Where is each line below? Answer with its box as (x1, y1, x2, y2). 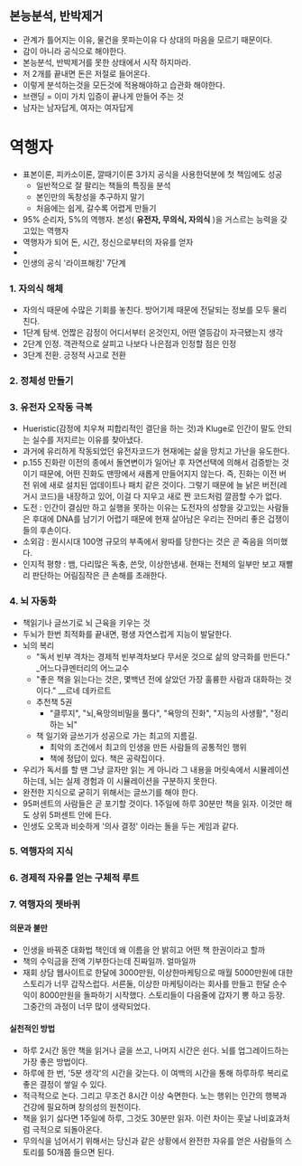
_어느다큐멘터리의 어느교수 (35, 663, 130, 673)
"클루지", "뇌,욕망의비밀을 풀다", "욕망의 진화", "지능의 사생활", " (49, 708, 275, 719)
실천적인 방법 (9, 1023, 56, 1034)
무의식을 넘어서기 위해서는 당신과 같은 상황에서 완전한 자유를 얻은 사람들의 (22, 1135, 283, 1146)
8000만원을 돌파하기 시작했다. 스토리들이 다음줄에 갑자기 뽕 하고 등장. (39, 989, 286, 1001)
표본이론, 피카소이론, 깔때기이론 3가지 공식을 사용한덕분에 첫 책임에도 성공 (22, 168, 283, 179)
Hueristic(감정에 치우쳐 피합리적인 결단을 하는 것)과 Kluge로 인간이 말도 (22, 423, 276, 434)
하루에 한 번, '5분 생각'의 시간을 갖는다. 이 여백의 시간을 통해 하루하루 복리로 (22, 1067, 289, 1078)
